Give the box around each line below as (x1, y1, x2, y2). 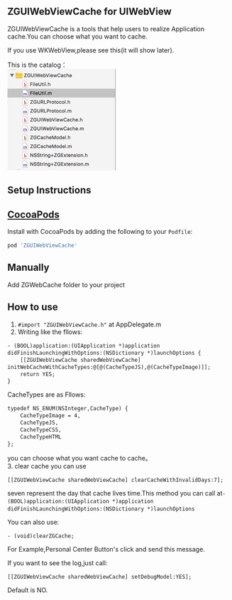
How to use (7, 301, 58, 314)
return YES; (20, 370, 55, 377)
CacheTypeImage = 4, (20, 412, 81, 419)
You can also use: (7, 518, 60, 526)
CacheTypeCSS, (20, 426, 62, 433)
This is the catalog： (7, 60, 67, 69)
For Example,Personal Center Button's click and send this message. (7, 545, 206, 553)
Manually (7, 262, 50, 274)
